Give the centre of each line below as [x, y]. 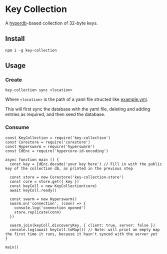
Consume [17, 127]
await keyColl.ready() [33, 190]
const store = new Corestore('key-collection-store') [67, 177]
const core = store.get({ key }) [44, 181]
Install [15, 39]
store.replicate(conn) [38, 212]
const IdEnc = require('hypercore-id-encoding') [57, 151]
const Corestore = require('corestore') [48, 142]
